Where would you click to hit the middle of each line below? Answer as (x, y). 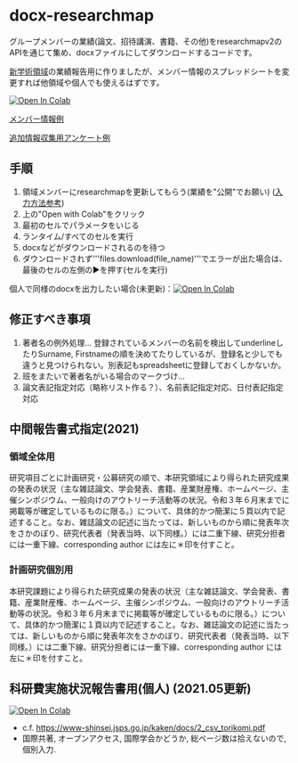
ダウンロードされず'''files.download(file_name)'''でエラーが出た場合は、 (154, 258)
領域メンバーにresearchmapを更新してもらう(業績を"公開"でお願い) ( (149, 192)
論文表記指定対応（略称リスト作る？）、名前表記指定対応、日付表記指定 (153, 387)
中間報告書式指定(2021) (74, 429)
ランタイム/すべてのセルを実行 (78, 236)
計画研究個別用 (41, 570)
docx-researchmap (81, 16)
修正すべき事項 (50, 320)
